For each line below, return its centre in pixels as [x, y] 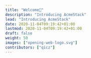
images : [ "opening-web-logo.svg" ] [41, 43]
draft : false [19, 33]
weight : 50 [17, 38]
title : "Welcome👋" [24, 10]
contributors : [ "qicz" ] [30, 47]
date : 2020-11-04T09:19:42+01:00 [40, 24]
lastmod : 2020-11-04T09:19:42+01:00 [43, 29]
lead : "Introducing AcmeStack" [38, 19]
